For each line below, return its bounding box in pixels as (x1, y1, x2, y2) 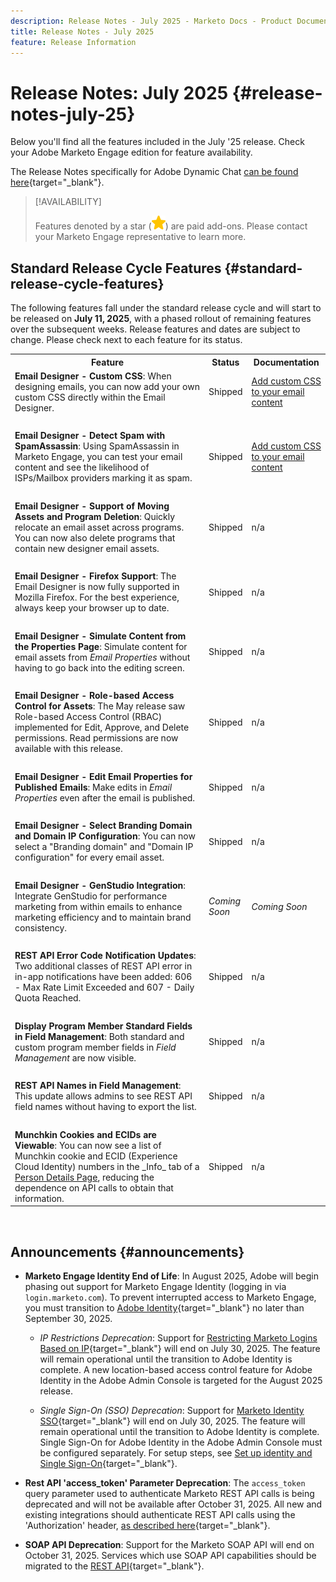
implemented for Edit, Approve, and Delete (14, 721, 190, 734)
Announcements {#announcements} (10, 1243, 245, 1260)
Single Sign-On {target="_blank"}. (39, 1458, 178, 1470)
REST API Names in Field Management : (14, 1080, 182, 1092)
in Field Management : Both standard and (14, 1030, 185, 1042)
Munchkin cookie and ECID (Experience (14, 1150, 178, 1162)
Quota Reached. (14, 992, 82, 1004)
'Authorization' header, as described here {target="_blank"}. (24, 1520, 271, 1532)
